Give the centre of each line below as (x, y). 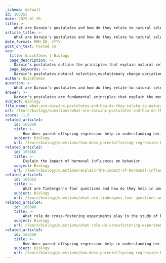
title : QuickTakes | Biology (40, 56)
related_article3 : (24, 175)
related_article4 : (24, 202)
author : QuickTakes (25, 78)
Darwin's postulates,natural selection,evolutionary (69, 74)
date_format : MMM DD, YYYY (33, 42)
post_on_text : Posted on (31, 46)
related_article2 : (24, 148)
